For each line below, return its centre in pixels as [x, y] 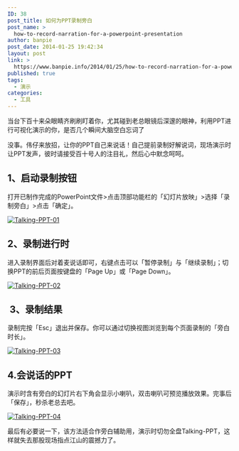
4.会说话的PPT [40, 375]
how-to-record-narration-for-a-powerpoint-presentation [98, 34]
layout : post [27, 54]
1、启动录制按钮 [42, 178]
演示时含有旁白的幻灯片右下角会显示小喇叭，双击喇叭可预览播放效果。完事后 [119, 393]
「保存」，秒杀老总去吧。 [43, 403]
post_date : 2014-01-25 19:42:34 [55, 47]
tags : [15, 80]
